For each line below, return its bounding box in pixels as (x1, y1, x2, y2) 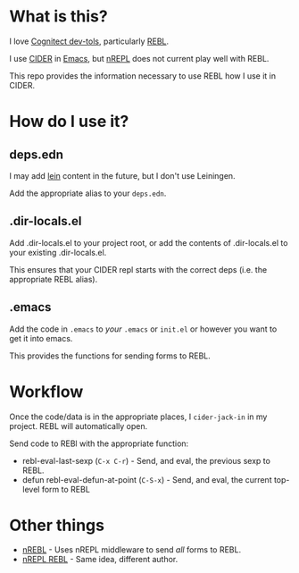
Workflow (9, 382, 84, 401)
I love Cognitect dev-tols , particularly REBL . (9, 36, 170, 46)
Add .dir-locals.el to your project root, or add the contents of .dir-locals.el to (9, 237, 288, 248)
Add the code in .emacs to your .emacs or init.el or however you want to (9, 324, 278, 334)
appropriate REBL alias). (9, 274, 98, 284)
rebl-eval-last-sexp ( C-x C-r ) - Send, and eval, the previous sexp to (21, 455, 270, 466)
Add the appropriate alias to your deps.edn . (9, 188, 167, 198)
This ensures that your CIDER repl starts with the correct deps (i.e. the (9, 264, 268, 274)
